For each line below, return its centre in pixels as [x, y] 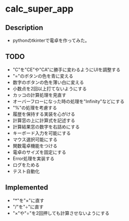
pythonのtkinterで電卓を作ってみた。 [51, 40]
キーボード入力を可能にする [42, 133]
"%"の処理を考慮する [35, 108]
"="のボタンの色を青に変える [43, 76]
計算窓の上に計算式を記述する [44, 120]
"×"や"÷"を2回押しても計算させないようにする [61, 213]
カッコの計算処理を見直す [39, 95]
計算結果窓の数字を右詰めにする [46, 127]
